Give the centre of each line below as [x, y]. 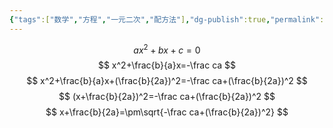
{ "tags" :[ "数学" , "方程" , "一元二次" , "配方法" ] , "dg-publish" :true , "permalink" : [167, 19]
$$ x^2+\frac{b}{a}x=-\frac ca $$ [167, 65]
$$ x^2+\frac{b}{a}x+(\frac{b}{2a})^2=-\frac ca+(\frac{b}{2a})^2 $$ [167, 81]
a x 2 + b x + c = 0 [167, 49]
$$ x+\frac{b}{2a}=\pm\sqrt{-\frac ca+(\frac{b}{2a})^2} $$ [167, 112]
